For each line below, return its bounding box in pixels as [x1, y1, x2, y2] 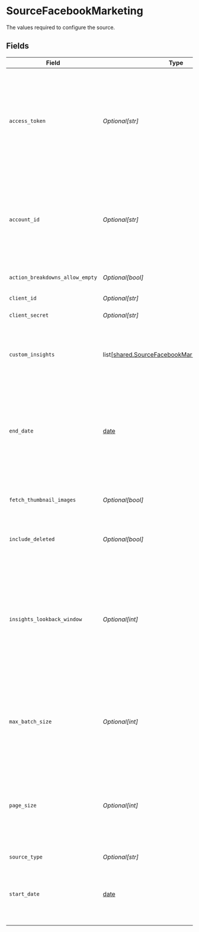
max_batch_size [9, 718, 52, 725]
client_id [9, 295, 37, 301]
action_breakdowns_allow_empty [9, 274, 98, 281]
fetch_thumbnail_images [9, 497, 76, 503]
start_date [9, 890, 40, 897]
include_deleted [9, 536, 55, 542]
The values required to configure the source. [6, 24, 115, 31]
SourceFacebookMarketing [6, 4, 143, 18]
